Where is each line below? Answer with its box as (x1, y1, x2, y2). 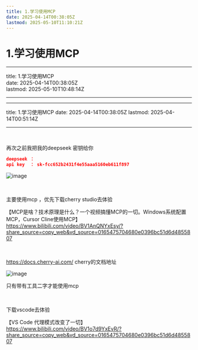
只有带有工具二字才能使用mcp (6, 282, 79, 289)
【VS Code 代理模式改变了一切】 (6, 319, 86, 326)
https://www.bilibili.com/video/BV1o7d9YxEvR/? (6, 325, 122, 332)
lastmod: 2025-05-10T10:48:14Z (6, 86, 85, 93)
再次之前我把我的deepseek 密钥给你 (6, 145, 94, 152)
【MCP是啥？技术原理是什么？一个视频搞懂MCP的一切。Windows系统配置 (6, 208, 187, 215)
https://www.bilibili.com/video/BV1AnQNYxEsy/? (6, 222, 124, 229)
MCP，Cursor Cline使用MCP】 (6, 216, 81, 223)
